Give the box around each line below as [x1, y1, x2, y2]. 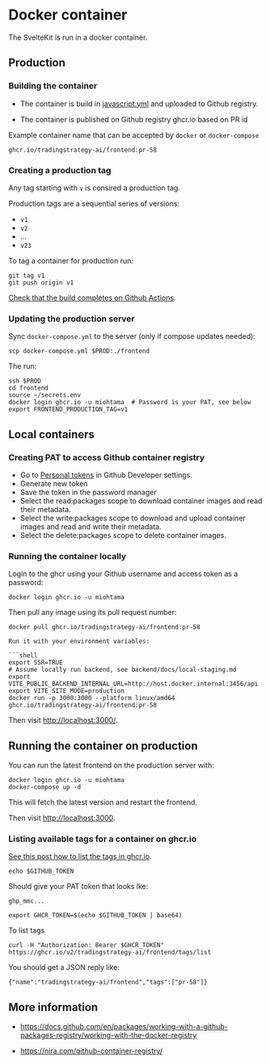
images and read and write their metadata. [19, 521, 162, 532]
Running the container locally [8, 550, 127, 562]
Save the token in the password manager [19, 487, 157, 497]
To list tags [8, 925, 45, 935]
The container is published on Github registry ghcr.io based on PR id [19, 114, 248, 124]
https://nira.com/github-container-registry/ [19, 1046, 163, 1056]
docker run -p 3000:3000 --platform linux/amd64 [8, 694, 175, 703]
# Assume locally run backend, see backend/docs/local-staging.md [8, 666, 237, 674]
